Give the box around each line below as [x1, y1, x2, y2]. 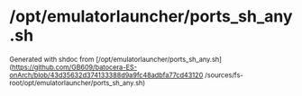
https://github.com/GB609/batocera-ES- [12, 63, 138, 72]
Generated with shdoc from [9, 55, 95, 64]
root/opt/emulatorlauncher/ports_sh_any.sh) [9, 78, 146, 87]
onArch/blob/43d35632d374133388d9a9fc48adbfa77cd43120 [9, 70, 204, 80]
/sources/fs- [204, 70, 243, 80]
